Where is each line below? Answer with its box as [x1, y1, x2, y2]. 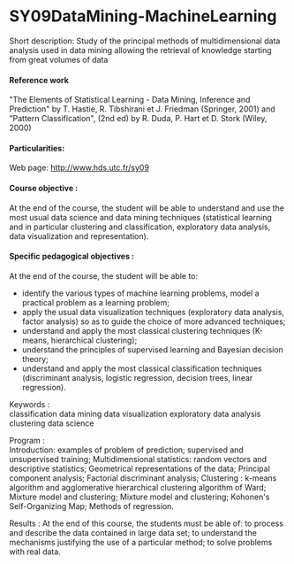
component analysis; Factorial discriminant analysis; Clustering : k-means [9, 472, 277, 483]
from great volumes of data [9, 54, 109, 65]
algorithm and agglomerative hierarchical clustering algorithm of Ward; [9, 482, 267, 492]
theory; [21, 353, 49, 364]
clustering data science [9, 418, 94, 429]
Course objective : [9, 182, 79, 193]
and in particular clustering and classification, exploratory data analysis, [9, 221, 271, 232]
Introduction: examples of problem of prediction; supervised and [9, 444, 245, 455]
